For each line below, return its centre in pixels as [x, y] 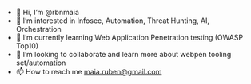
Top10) [27, 46]
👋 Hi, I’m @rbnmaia [48, 12]
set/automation [41, 63]
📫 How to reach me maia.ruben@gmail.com [89, 72]
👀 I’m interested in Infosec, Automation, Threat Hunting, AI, [113, 21]
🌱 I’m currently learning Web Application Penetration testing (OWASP [129, 37]
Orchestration [38, 29]
